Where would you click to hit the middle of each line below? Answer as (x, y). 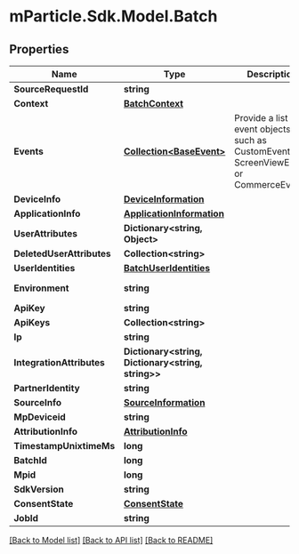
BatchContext (154, 104)
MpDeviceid (40, 417)
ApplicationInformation (174, 213)
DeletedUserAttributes (62, 253)
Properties (39, 49)
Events (29, 151)
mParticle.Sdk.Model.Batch (113, 16)
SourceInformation (164, 402)
